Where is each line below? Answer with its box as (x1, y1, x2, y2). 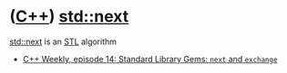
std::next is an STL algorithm (9, 36, 117, 47)
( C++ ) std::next (9, 6, 129, 27)
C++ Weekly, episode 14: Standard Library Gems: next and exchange (22, 53, 278, 64)
